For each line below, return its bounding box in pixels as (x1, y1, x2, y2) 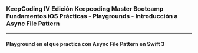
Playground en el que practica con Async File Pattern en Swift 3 (6, 40, 165, 47)
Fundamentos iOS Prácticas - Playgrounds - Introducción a (6, 12, 178, 20)
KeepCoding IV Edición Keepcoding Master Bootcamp (6, 5, 164, 13)
